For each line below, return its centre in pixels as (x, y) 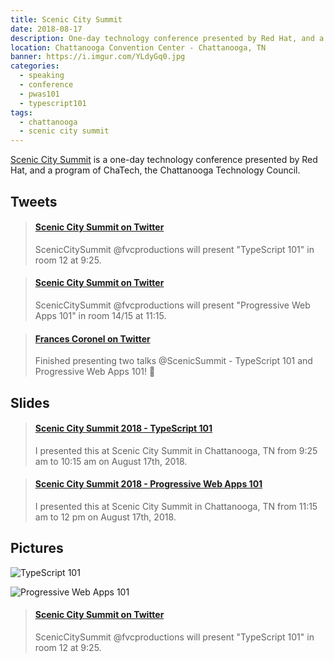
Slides (30, 402)
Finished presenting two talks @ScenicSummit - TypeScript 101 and (173, 361)
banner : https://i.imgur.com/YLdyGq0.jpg (98, 57)
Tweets (34, 201)
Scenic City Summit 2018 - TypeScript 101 (123, 428)
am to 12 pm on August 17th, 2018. (105, 517)
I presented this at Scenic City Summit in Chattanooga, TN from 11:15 (176, 506)
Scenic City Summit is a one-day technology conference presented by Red (164, 160)
